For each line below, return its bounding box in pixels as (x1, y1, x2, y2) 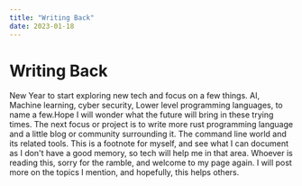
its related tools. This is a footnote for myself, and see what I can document (9, 138, 289, 149)
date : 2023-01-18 (9, 22, 75, 31)
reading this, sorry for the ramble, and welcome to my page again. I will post (9, 157, 293, 168)
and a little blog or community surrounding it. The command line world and (9, 128, 287, 140)
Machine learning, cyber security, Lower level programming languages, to (9, 100, 284, 111)
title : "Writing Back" (9, 13, 95, 23)
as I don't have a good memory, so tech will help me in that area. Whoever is (9, 148, 293, 159)
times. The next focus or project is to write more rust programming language (9, 119, 294, 130)
